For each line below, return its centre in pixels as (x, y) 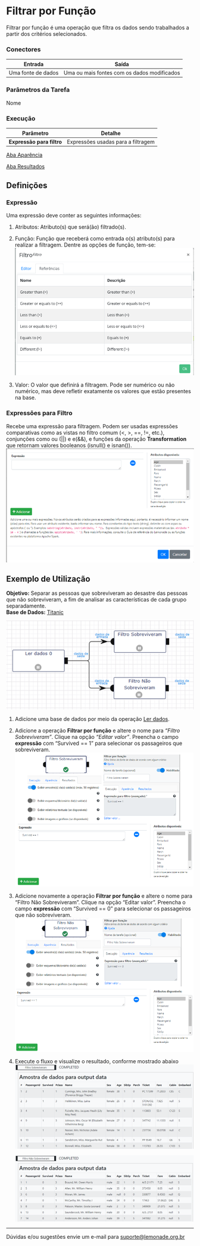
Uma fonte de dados (34, 72)
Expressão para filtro (35, 142)
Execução (21, 118)
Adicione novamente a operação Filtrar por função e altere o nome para (103, 896)
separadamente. (26, 606)
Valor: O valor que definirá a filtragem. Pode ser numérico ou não (95, 385)
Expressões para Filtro (39, 413)
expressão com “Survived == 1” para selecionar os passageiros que (99, 743)
